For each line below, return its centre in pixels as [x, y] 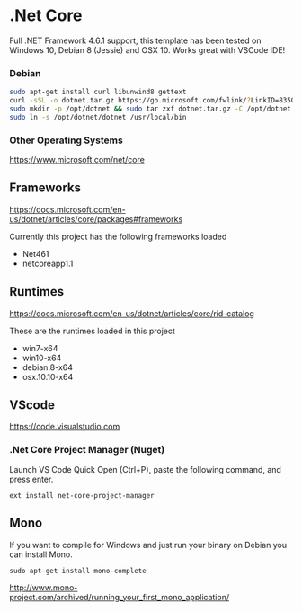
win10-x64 [42, 358]
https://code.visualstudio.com [65, 427]
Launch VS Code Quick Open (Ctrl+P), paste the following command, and [145, 469]
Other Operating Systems [66, 140]
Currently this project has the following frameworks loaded [118, 236]
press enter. [31, 479]
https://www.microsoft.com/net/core [77, 160]
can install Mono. [41, 554]
